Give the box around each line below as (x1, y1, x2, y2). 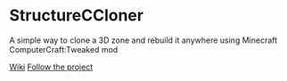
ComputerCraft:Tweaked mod (9, 44, 119, 54)
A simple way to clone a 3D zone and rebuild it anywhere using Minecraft (9, 35, 278, 45)
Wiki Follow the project (9, 61, 94, 72)
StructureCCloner (9, 5, 144, 26)
